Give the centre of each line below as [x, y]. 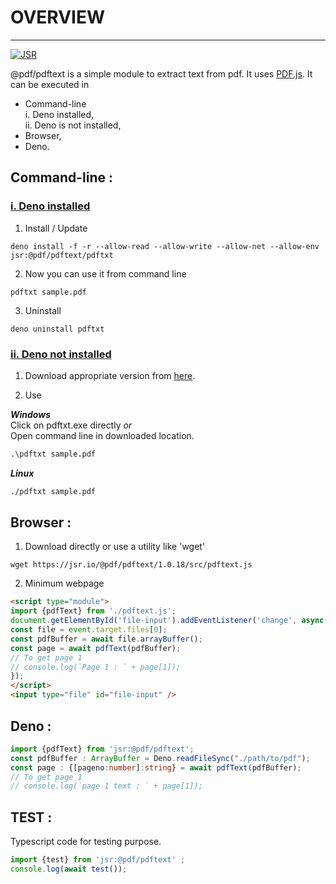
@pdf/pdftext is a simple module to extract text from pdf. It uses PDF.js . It [161, 73]
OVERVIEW [58, 17]
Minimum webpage [64, 583]
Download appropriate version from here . [110, 375]
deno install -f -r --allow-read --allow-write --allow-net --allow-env [165, 246]
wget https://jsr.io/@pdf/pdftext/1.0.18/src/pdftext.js [131, 565]
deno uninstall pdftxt [57, 329]
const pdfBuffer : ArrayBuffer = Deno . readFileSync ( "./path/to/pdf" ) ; [160, 758]
